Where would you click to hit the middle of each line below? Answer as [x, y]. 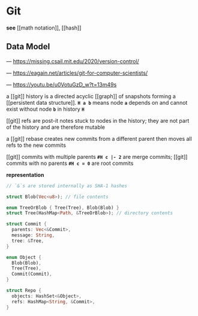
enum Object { [24, 257]
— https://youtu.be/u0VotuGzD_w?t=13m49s [61, 84]
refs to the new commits [36, 145]
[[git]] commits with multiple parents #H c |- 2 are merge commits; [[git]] [97, 156]
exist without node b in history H [46, 109]
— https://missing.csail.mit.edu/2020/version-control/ [73, 61]
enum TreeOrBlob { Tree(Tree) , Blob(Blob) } [63, 208]
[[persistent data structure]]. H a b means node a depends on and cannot [97, 102]
